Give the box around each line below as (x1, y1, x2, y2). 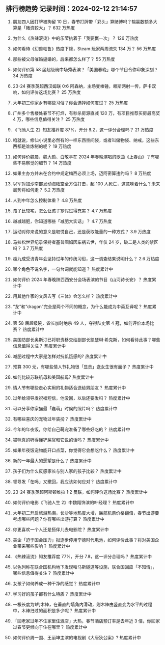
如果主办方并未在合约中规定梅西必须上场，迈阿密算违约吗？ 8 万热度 (12, 170, 152, 176)
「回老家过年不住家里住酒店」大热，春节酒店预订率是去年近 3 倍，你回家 (12, 618, 160, 624)
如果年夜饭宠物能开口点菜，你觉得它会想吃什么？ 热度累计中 (12, 447, 135, 453)
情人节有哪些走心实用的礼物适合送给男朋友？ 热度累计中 (12, 385, 126, 391)
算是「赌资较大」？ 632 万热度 (12, 25, 75, 30)
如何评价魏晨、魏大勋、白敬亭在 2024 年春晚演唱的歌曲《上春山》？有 (12, 154, 155, 160)
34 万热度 (12, 73, 33, 79)
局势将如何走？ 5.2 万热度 (12, 187, 65, 193)
